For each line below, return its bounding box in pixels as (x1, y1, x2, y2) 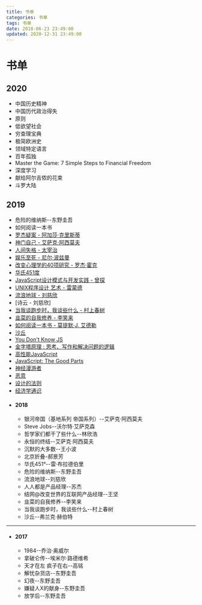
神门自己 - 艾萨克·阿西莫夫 (14, 238, 81, 246)
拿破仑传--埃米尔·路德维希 (23, 554, 89, 562)
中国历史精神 (14, 100, 47, 107)
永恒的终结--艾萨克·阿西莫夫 (23, 438, 94, 445)
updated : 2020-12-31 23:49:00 (6, 31, 82, 37)
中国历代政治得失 (14, 108, 58, 115)
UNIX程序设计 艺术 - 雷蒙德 (14, 284, 83, 291)
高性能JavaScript (14, 350, 58, 358)
